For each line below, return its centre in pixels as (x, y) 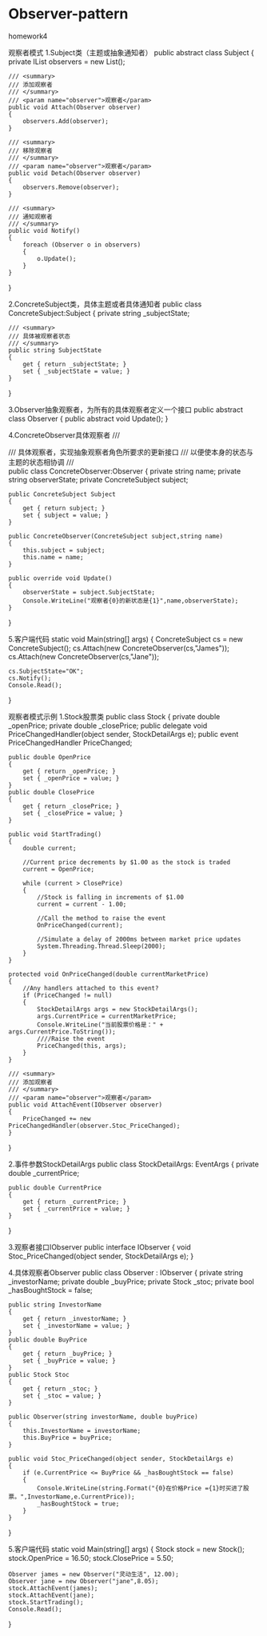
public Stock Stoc (39, 1374)
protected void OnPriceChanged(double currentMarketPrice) (109, 974)
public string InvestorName (55, 1305)
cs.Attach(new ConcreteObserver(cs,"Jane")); (84, 656)
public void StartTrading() (55, 834)
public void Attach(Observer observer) (75, 107)
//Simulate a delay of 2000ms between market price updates (139, 939)
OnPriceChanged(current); (80, 925)
